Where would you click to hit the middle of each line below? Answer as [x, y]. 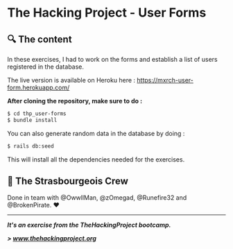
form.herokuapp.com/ [38, 87]
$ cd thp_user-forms [37, 114]
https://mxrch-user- [165, 80]
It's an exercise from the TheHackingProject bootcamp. [89, 225]
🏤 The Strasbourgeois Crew [68, 181]
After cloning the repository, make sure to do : [75, 101]
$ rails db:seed [31, 146]
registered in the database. [46, 67]
